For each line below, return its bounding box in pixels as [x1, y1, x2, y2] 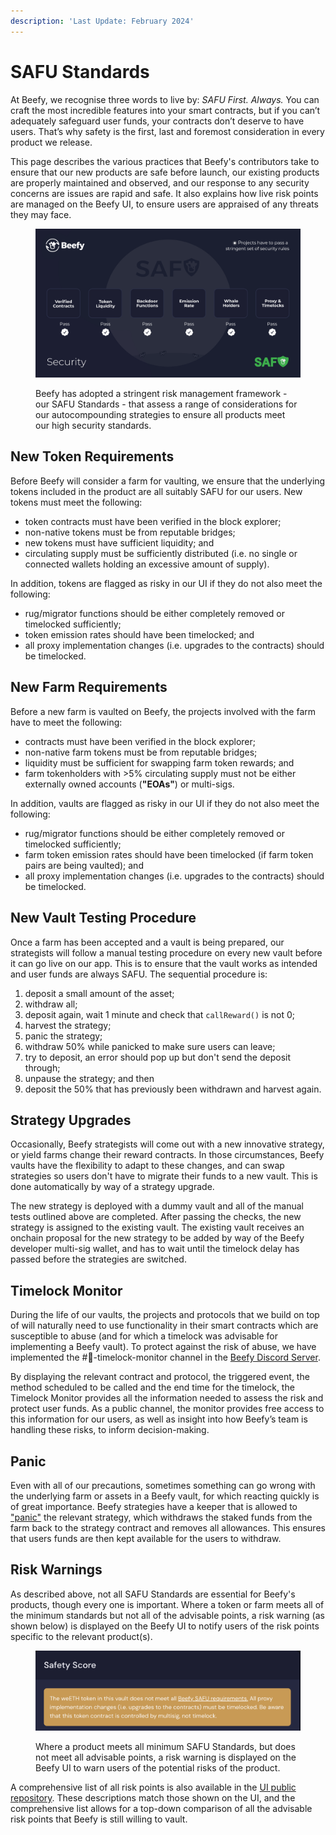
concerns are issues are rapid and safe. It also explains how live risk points [10, 187, 319, 199]
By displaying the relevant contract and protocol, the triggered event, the [10, 1371, 310, 1383]
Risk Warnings [10, 1561, 103, 1579]
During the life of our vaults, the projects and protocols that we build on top [10, 1309, 320, 1321]
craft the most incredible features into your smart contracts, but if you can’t [10, 104, 321, 116]
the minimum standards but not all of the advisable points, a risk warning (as [10, 1609, 325, 1621]
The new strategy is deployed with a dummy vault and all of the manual [10, 1200, 304, 1212]
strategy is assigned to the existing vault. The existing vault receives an [10, 1221, 305, 1234]
